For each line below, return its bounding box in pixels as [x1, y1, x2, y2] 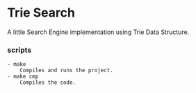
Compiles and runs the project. [19, 67, 113, 74]
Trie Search [7, 5, 75, 21]
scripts [7, 45, 32, 55]
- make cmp [7, 73, 39, 81]
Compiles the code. [19, 79, 76, 86]
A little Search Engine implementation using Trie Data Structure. [7, 28, 190, 36]
